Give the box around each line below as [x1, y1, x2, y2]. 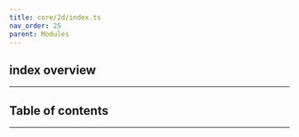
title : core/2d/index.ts [9, 12, 101, 22]
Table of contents [9, 103, 109, 118]
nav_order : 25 [9, 21, 62, 30]
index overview [9, 62, 96, 77]
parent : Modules [9, 29, 69, 38]
